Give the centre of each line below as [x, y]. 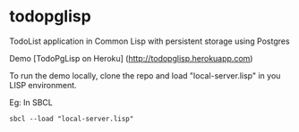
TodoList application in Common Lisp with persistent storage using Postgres [149, 41]
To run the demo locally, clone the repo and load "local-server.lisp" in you [145, 75]
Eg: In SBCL [31, 102]
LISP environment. [43, 85]
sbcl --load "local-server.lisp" [72, 119]
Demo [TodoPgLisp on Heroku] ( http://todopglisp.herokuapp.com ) [131, 58]
